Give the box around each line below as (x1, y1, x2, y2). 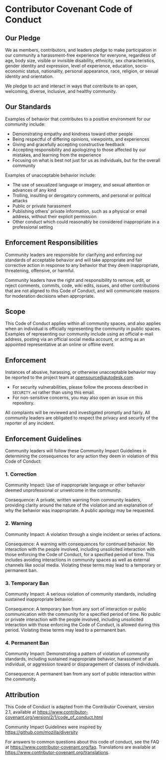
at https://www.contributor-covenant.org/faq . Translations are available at (5, 744, 156, 750)
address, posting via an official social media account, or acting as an (5, 337, 145, 342)
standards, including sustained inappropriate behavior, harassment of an (5, 656, 154, 662)
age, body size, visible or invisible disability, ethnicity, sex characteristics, (5, 58, 156, 63)
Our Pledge (5, 34, 41, 42)
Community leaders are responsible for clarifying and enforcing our (5, 252, 143, 257)
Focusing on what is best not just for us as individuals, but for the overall (12, 157, 161, 163)
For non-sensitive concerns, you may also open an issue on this (12, 395, 143, 401)
